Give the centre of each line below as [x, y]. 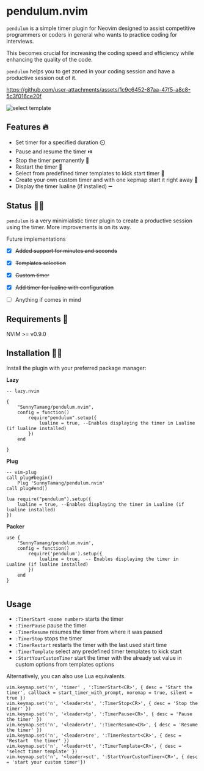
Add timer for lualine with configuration [64, 287]
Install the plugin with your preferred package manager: [76, 368]
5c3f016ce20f [24, 96]
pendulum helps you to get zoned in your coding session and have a [91, 71]
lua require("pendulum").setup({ [49, 499]
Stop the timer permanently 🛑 [52, 160]
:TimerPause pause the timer [51, 626]
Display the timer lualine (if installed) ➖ [64, 186]
